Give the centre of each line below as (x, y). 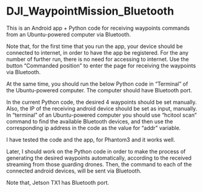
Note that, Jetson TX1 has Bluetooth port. (58, 182)
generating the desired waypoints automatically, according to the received (99, 158)
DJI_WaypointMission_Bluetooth (90, 11)
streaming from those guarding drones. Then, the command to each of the (99, 164)
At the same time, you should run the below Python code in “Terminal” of (97, 84)
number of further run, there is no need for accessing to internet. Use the (98, 59)
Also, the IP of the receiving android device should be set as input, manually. (102, 108)
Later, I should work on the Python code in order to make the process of (96, 151)
